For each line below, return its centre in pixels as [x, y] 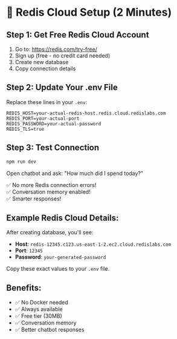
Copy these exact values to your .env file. [58, 269]
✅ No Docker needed [41, 303]
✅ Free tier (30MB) [38, 316]
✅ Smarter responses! [34, 199]
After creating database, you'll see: [50, 232]
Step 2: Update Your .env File [62, 87]
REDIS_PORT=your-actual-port [43, 118]
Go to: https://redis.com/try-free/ [56, 49]
